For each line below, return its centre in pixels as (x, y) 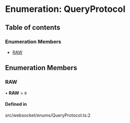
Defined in (16, 104)
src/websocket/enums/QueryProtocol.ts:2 (48, 115)
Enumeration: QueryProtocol (65, 9)
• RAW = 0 (16, 93)
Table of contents (33, 28)
